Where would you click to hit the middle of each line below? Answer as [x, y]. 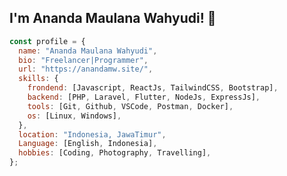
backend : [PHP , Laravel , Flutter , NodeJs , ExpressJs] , [144, 97]
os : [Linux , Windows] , [74, 116]
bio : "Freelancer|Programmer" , [83, 60]
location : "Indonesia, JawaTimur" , [92, 134]
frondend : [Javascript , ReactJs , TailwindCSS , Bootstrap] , [153, 88]
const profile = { [47, 41]
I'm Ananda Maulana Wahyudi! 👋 [113, 18]
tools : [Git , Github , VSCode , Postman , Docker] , [130, 106]
